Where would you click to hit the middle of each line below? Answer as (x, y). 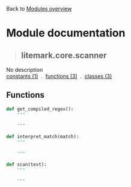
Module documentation (66, 33)
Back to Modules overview (39, 9)
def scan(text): (26, 164)
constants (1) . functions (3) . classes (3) (59, 76)
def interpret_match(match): (43, 137)
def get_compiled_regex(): (40, 109)
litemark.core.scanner (64, 55)
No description (25, 70)
